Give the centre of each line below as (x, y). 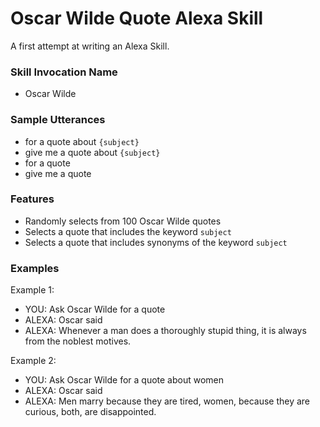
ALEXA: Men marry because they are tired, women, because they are (167, 401)
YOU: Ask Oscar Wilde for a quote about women (124, 380)
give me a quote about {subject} (92, 152)
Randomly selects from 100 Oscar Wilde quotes (123, 221)
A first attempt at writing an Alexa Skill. (90, 46)
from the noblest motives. (78, 341)
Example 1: (32, 290)
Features (32, 199)
